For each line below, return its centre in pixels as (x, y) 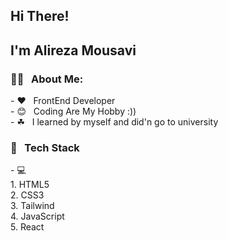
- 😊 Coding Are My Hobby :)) (73, 111)
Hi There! (40, 16)
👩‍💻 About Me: (47, 79)
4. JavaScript (37, 216)
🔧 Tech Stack (45, 147)
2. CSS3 (27, 195)
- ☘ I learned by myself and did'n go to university (114, 122)
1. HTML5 (30, 185)
